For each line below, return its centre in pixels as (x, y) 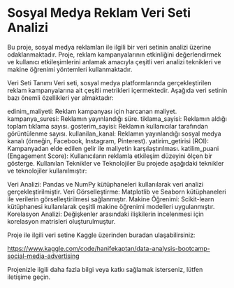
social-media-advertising (43, 256)
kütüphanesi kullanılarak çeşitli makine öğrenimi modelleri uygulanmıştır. (111, 206)
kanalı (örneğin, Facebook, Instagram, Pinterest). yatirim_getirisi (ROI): (108, 141)
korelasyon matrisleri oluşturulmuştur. (61, 221)
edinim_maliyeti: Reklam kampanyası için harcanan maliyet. (92, 111)
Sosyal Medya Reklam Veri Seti (99, 13)
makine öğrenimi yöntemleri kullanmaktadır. (70, 69)
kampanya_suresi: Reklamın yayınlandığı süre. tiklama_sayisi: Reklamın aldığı (117, 118)
